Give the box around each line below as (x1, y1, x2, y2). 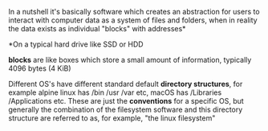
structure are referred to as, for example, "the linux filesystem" (8, 113, 216, 123)
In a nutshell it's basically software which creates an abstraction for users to (8, 7, 260, 16)
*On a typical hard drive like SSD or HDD (8, 39, 144, 49)
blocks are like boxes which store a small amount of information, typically (8, 55, 252, 64)
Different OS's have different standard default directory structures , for (8, 80, 243, 88)
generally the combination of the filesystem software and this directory (8, 104, 243, 114)
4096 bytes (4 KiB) (8, 63, 71, 73)
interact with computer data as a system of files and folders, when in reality (8, 15, 258, 25)
